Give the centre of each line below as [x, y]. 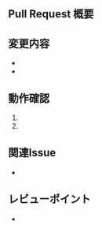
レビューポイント [49, 199]
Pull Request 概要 [51, 14]
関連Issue [32, 153]
